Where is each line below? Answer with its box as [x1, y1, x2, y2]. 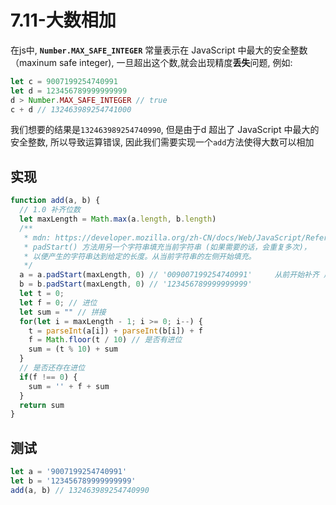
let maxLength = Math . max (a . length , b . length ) [19, 214, 217, 224]
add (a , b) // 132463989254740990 [10, 485, 150, 495]
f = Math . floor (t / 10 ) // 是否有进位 [28, 335, 183, 345]
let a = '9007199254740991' [10, 467, 128, 477]
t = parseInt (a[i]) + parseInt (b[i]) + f [28, 326, 203, 336]
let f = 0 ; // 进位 [19, 297, 98, 308]
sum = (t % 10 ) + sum [28, 344, 118, 355]
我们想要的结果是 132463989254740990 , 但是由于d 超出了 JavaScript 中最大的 [10, 124, 320, 136]
